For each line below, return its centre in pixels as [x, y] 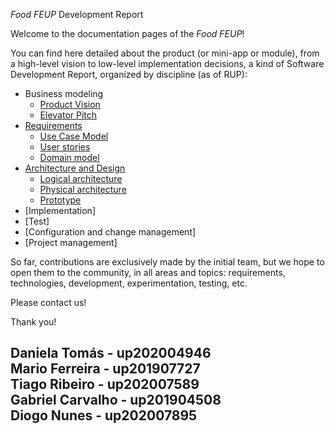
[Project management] [71, 242]
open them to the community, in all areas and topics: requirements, [148, 272]
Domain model [69, 157]
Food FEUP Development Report [77, 14]
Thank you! [33, 322]
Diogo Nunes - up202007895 [104, 415]
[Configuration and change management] [110, 232]
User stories [65, 147]
